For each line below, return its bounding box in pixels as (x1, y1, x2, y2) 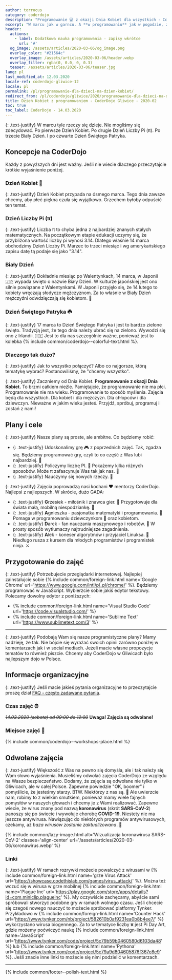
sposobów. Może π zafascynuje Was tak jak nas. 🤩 (12, 468, 119, 474)
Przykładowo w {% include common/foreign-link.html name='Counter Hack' (5, 911, 166, 917)
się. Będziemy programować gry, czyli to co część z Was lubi (12, 452, 142, 458)
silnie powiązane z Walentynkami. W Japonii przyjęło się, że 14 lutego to (5, 284, 158, 290)
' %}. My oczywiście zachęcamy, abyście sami (60, 894, 159, 900)
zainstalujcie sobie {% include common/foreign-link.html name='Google (5, 576, 157, 583)
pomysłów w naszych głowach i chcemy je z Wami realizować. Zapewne (5, 800, 158, 806)
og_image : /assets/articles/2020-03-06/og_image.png (10, 46, 125, 51)
